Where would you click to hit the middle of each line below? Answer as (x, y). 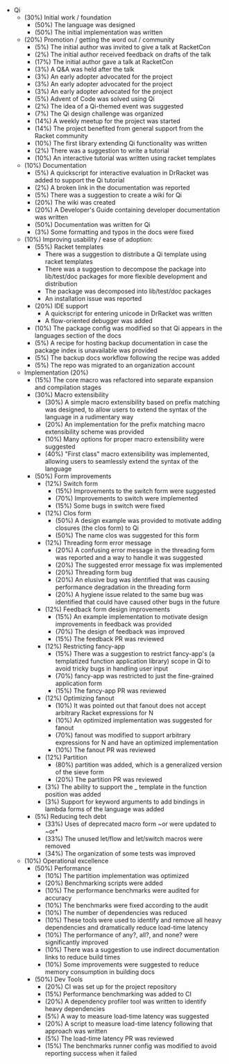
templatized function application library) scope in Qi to (133, 661)
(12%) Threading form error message (98, 543)
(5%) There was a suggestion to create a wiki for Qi (108, 195)
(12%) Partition (66, 757)
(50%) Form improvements (73, 476)
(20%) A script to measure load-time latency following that (129, 1024)
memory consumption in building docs (100, 972)
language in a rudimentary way (89, 417)
